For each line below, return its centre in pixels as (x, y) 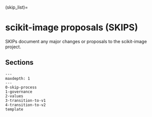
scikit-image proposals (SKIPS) (71, 28)
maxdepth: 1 (18, 78)
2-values (14, 96)
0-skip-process (21, 87)
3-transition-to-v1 (26, 100)
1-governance (19, 92)
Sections (19, 63)
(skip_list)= (17, 7)
